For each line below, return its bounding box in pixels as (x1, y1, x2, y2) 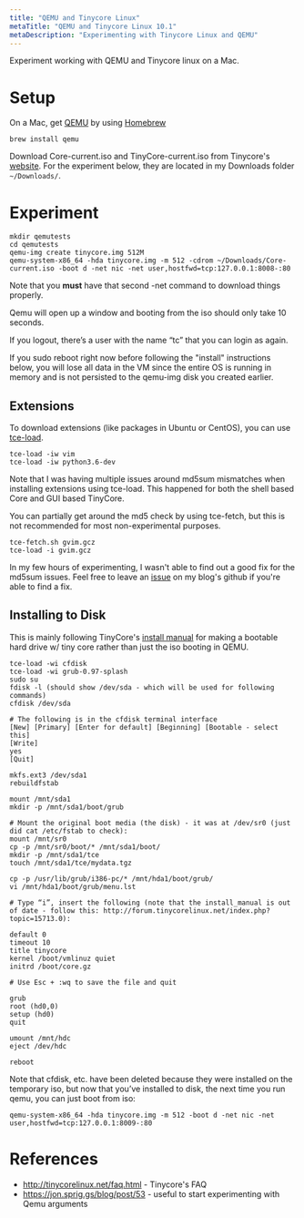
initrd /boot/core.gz (9, 962, 92, 971)
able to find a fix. (9, 581, 73, 592)
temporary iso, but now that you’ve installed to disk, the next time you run (9, 1083, 286, 1094)
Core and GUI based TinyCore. (9, 493, 125, 504)
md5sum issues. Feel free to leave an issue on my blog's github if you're (9, 571, 281, 583)
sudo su (9, 675, 39, 684)
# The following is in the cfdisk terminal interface (9, 714, 218, 724)
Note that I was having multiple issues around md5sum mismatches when (9, 474, 286, 485)
